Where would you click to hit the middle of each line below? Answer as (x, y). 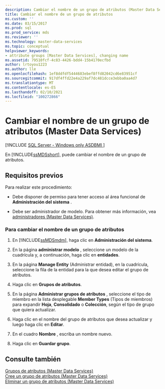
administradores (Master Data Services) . (53, 217)
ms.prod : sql (18, 28)
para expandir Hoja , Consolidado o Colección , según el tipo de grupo (83, 305)
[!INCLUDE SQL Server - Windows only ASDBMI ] (55, 145)
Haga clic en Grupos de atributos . (47, 285)
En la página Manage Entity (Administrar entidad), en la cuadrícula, (80, 264)
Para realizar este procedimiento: (39, 187)
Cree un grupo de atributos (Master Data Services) (56, 376)
